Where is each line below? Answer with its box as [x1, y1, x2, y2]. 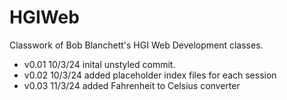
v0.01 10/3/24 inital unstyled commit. [23, 58, 176, 70]
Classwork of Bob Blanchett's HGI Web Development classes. [9, 39, 264, 51]
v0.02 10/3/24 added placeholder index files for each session [23, 69, 277, 81]
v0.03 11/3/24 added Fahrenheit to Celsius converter [23, 79, 241, 91]
